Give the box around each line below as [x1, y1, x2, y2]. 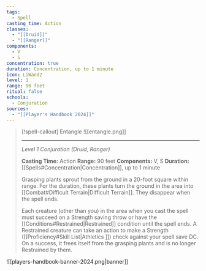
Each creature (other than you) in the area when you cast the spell [21, 207, 189, 215]
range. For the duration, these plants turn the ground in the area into [21, 182, 194, 190]
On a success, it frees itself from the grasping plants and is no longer [21, 240, 196, 247]
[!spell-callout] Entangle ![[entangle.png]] [21, 128, 127, 135]
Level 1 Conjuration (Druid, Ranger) [21, 146, 110, 153]
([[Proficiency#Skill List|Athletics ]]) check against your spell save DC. [21, 233, 199, 240]
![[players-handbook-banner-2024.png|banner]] [6, 258, 129, 265]
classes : [6, 26, 29, 32]
